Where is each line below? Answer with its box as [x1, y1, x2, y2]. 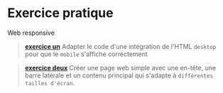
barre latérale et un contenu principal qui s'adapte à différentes [24, 71, 214, 80]
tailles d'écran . [24, 78, 75, 87]
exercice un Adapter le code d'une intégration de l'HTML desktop [24, 42, 217, 50]
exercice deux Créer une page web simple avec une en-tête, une [24, 63, 217, 72]
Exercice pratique [7, 5, 114, 21]
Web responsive [7, 28, 55, 37]
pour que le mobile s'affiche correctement [24, 50, 148, 58]
